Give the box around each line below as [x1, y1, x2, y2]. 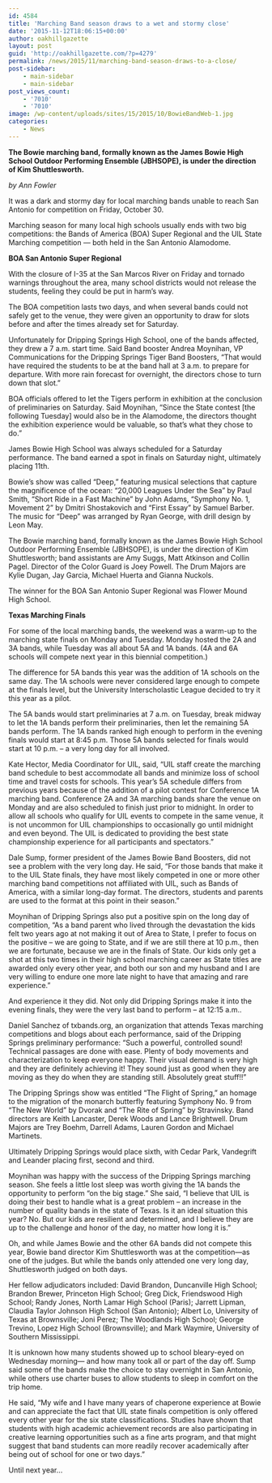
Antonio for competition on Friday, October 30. [8, 204, 164, 214]
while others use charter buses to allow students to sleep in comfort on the [8, 1373, 258, 1383]
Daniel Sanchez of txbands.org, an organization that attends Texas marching [8, 1020, 264, 1030]
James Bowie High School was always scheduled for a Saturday [8, 444, 223, 453]
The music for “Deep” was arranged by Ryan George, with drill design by [8, 511, 251, 521]
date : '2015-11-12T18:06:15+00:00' [8, 27, 129, 35]
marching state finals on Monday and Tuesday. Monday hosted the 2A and [8, 634, 257, 644]
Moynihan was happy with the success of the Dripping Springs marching [8, 1171, 251, 1180]
